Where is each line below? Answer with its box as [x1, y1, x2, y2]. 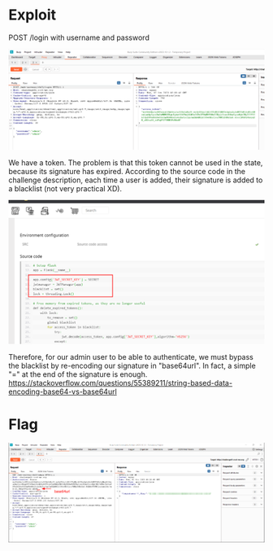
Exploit [8, 6, 57, 24]
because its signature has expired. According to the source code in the [8, 167, 246, 177]
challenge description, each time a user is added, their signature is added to [8, 175, 263, 185]
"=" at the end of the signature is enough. [8, 370, 148, 379]
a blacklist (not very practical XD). [8, 184, 123, 194]
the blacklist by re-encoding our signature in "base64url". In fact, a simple [8, 361, 256, 371]
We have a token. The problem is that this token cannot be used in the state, [8, 158, 263, 168]
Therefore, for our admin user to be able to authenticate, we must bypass [8, 352, 253, 362]
